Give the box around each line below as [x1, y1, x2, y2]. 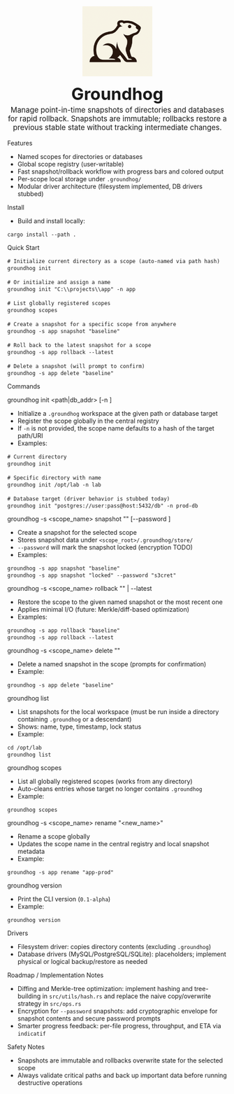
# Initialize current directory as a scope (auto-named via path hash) [7, 258, 220, 265]
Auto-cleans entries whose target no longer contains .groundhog [17, 784, 203, 793]
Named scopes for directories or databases [17, 152, 143, 160]
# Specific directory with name [7, 474, 101, 482]
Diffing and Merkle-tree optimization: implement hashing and [17, 984, 193, 993]
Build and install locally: [17, 216, 85, 225]
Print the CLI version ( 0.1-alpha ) [17, 895, 111, 903]
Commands [7, 381, 41, 391]
